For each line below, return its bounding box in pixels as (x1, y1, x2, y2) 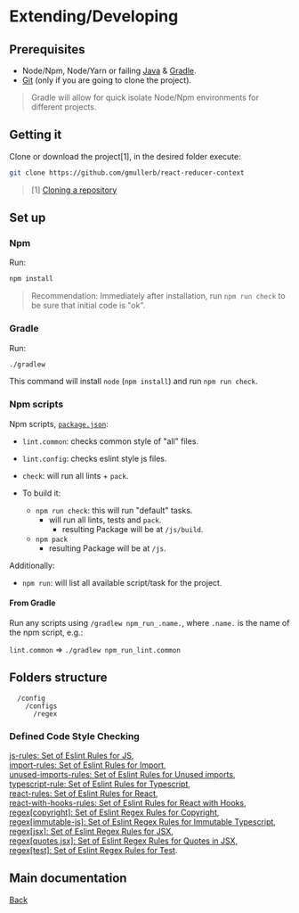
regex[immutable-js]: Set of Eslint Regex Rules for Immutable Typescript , (9, 817, 276, 827)
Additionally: (9, 560, 55, 571)
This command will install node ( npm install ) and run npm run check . (9, 376, 258, 387)
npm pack (35, 535, 69, 544)
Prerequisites (9, 42, 85, 57)
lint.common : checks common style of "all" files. (21, 435, 198, 447)
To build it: (21, 488, 61, 498)
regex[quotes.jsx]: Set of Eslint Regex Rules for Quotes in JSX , (9, 835, 238, 846)
